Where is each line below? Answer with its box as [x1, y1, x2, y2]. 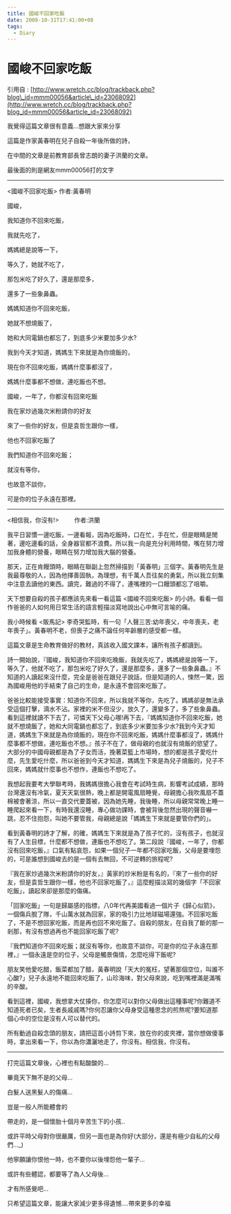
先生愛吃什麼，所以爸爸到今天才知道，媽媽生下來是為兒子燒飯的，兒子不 [19, 757, 224, 765]
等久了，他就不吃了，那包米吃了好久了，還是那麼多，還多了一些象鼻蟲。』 [7, 664, 215, 673]
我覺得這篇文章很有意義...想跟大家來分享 [7, 122, 122, 130]
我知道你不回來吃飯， [7, 217, 67, 225]
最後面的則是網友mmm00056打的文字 [7, 166, 115, 175]
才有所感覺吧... [7, 1184, 49, 1193]
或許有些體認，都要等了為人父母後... [7, 1170, 109, 1178]
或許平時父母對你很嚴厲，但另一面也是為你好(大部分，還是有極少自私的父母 [7, 1132, 221, 1140]
